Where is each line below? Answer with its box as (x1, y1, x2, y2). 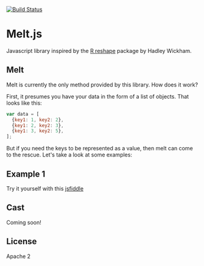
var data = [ (6, 111, 40, 117)
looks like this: (6, 99, 43, 107)
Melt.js (6, 27, 43, 41)
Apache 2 (6, 253, 31, 260)
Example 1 (6, 169, 46, 179)
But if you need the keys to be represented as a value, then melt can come (6, 145, 193, 152)
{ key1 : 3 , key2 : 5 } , (12, 128, 64, 134)
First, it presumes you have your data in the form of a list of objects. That (6, 93, 189, 100)
